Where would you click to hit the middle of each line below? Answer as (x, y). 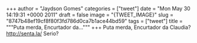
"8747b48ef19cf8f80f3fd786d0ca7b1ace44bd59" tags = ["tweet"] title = (94, 21)
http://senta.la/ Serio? (32, 34)
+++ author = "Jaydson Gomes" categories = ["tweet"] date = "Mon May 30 (98, 9)
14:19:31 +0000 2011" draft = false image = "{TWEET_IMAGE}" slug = (90, 15)
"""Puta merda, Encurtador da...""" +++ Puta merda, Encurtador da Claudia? (98, 27)
